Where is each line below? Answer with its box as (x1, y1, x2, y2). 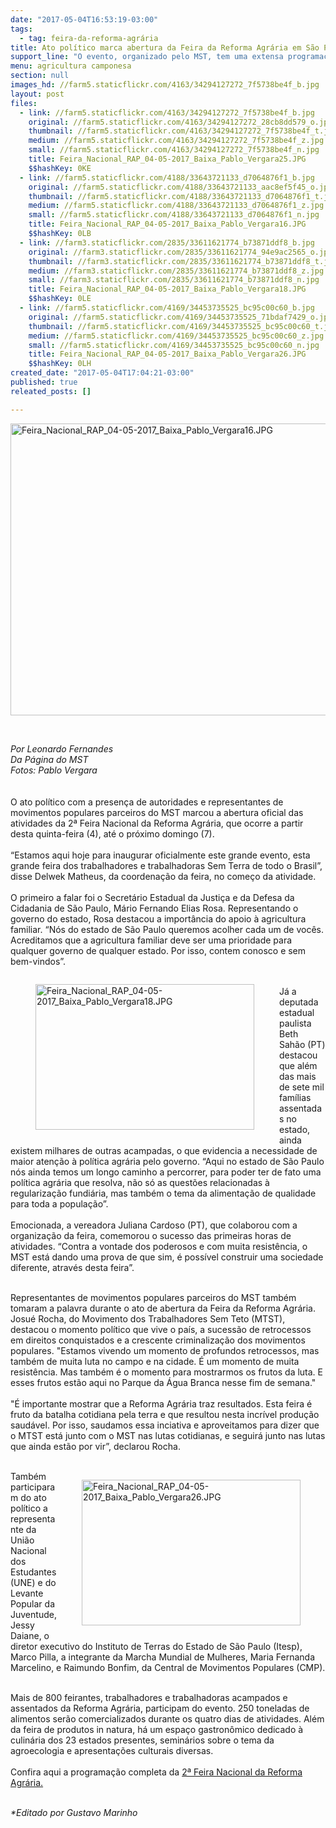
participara (10, 1481, 56, 1493)
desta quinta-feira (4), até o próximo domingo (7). (10, 827, 215, 840)
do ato (20, 1491, 47, 1503)
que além (279, 1059, 318, 1071)
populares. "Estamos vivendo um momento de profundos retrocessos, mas (10, 1344, 320, 1356)
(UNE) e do (10, 1576, 57, 1588)
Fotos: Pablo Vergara (10, 764, 98, 776)
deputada (279, 996, 319, 1008)
